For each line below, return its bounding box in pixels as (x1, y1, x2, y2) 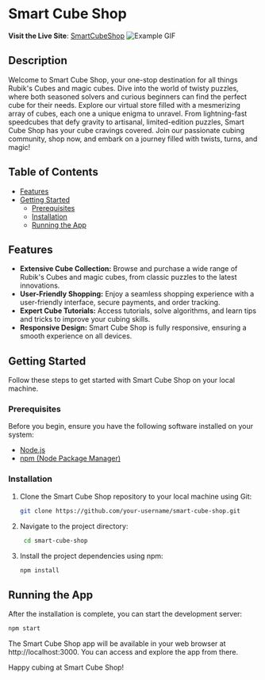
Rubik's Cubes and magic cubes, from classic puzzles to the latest (19, 273, 237, 282)
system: (8, 430, 34, 440)
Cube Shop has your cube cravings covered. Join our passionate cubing (8, 125, 244, 135)
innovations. (19, 281, 60, 290)
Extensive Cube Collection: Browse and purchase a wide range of (19, 264, 238, 273)
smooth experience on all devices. (19, 331, 132, 341)
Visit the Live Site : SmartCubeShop (8, 31, 125, 40)
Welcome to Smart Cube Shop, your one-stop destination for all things (8, 74, 238, 84)
